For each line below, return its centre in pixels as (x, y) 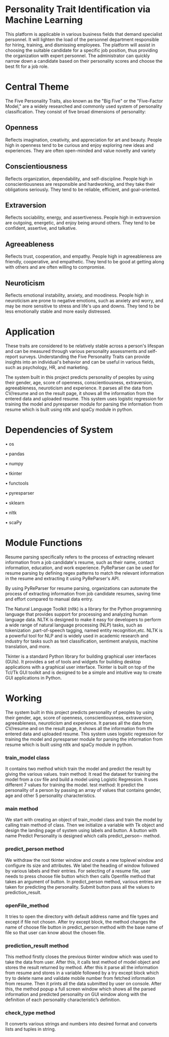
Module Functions (44, 543)
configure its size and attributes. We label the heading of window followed (82, 865)
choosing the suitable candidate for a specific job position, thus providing (81, 50)
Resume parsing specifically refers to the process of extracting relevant (80, 557)
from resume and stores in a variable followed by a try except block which (82, 973)
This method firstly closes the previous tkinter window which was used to (81, 957)
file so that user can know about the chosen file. (55, 932)
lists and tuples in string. (31, 1029)
